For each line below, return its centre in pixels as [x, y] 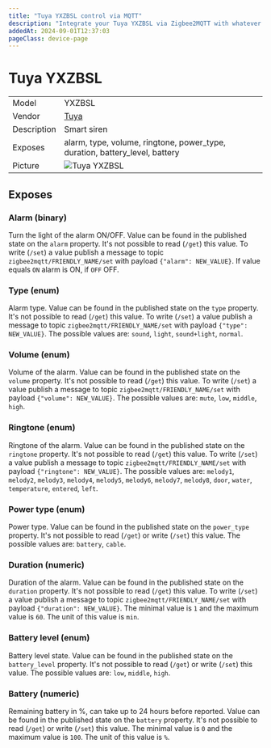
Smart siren [86, 129]
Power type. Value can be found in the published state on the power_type [129, 527]
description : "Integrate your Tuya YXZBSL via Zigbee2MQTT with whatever [135, 23]
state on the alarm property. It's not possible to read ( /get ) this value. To [128, 243]
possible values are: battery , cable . [67, 544]
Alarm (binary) [38, 218]
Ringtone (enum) [42, 428]
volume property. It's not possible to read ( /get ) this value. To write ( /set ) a [132, 381]
